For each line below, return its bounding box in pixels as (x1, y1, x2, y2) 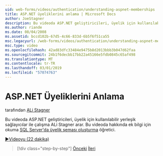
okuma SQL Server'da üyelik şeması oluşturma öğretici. (5, 126, 116, 132)
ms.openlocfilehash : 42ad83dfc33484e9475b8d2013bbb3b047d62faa (5, 47, 136, 52)
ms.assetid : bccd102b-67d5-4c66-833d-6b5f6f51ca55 (5, 34, 110, 39)
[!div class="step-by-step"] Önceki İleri (16, 145, 96, 151)
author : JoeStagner (5, 16, 45, 21)
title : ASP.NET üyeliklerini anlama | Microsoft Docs (5, 12, 116, 16)
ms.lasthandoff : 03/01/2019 (5, 66, 62, 71)
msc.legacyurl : (5, 39, 36, 44)
